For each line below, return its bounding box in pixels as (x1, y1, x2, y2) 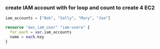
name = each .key (10, 34, 44, 39)
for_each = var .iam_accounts (10, 30, 72, 35)
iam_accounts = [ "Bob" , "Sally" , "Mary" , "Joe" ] (5, 16, 111, 21)
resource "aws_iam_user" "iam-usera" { (5, 25, 90, 30)
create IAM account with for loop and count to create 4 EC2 (5, 4, 155, 11)
